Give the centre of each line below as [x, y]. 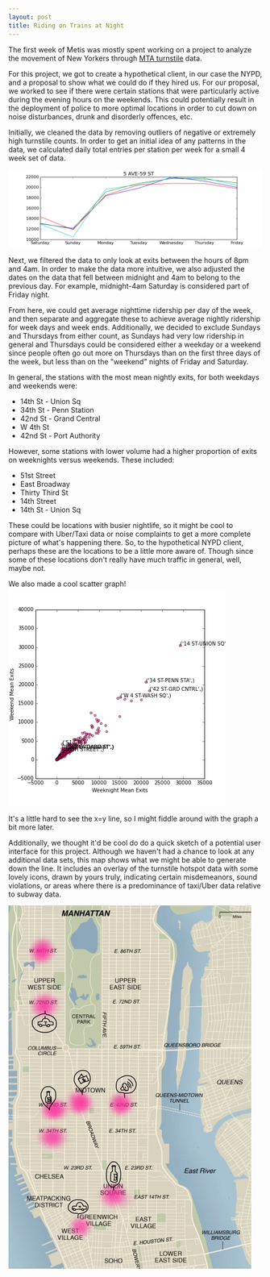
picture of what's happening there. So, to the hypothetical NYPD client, [126, 542]
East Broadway [45, 484]
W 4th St [35, 426]
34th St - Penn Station [57, 410]
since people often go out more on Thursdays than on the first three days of [134, 353]
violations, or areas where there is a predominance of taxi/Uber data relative [135, 885]
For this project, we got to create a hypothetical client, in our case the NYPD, [135, 73]
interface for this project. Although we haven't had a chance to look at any [132, 851]
